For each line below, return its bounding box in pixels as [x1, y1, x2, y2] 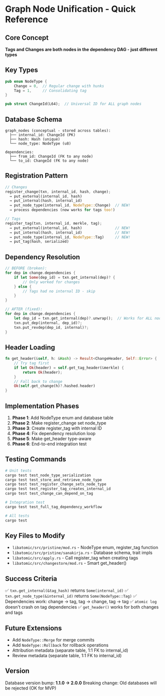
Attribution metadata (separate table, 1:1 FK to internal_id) [12, 647, 129, 653]
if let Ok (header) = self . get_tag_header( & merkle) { [14, 365, 124, 370]
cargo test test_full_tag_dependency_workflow [5, 504, 102, 509]
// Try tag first [14, 361, 50, 366]
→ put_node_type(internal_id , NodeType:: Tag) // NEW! [9, 234, 131, 239]
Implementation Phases [5, 402, 80, 410]
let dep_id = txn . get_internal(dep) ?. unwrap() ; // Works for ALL [14, 316, 153, 320]
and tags [5, 609, 23, 615]
